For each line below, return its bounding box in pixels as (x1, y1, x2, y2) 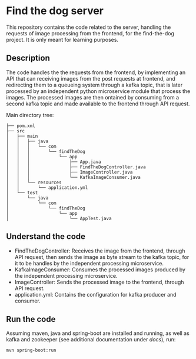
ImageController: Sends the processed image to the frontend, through (14, 278, 184, 285)
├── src (6, 128, 25, 134)
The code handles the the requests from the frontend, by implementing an (6, 69, 186, 76)
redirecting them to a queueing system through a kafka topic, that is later (6, 81, 183, 88)
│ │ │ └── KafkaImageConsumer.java (6, 174, 141, 180)
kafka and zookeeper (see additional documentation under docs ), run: (6, 336, 176, 343)
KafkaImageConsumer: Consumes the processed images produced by (14, 266, 185, 273)
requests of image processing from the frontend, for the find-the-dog (6, 29, 175, 36)
